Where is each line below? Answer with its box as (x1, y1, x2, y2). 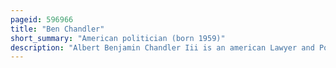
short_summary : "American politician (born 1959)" (10, 33, 226, 43)
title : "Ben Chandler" (10, 24, 105, 34)
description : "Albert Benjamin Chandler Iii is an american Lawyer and (10, 42, 315, 53)
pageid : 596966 (10, 14, 74, 25)
